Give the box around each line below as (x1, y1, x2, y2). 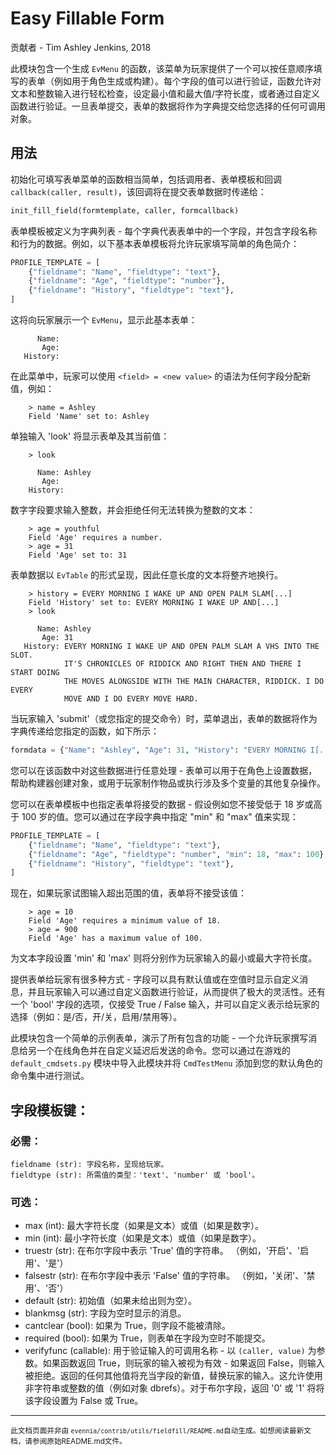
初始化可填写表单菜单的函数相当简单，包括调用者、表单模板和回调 (10, 173, 282, 185)
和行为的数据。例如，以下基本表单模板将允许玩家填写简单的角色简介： (10, 237, 300, 249)
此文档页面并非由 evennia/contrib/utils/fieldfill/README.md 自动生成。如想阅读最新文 (10, 1426, 312, 1436)
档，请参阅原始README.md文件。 (10, 1437, 127, 1447)
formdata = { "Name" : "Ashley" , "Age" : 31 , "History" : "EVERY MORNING (10, 745, 307, 755)
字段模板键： (10, 1102, 90, 1119)
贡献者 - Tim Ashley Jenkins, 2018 (10, 41, 152, 53)
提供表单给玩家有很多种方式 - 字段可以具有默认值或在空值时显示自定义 (10, 973, 300, 986)
